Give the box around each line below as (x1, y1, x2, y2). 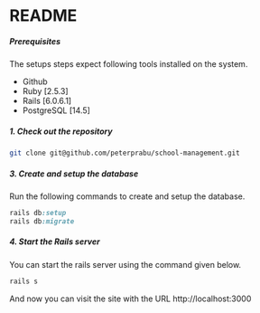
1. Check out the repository (9, 126, 113, 137)
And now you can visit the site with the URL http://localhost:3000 (9, 293, 252, 304)
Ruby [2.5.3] (22, 86, 70, 97)
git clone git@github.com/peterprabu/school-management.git (9, 148, 241, 158)
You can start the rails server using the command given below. (9, 259, 242, 270)
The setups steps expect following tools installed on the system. (9, 59, 248, 70)
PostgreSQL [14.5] (22, 105, 90, 116)
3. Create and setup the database (9, 168, 139, 179)
